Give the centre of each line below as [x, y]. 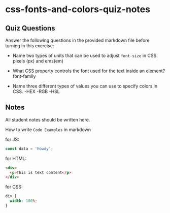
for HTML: [16, 158]
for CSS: [14, 187]
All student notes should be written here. [48, 119]
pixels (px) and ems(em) [38, 61]
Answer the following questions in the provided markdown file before [77, 40]
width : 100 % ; [24, 201]
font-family [24, 76]
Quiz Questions [30, 28]
